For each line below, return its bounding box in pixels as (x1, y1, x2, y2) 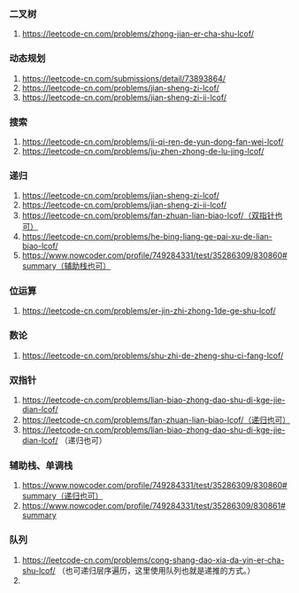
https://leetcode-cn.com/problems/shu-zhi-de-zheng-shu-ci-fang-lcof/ (21, 350, 284, 361)
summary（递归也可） (21, 490, 103, 502)
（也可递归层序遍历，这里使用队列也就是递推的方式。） (57, 565, 256, 575)
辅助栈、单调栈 (9, 459, 73, 472)
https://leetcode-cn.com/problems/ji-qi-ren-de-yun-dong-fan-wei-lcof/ (21, 136, 285, 147)
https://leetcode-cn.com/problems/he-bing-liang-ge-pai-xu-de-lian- (21, 231, 272, 242)
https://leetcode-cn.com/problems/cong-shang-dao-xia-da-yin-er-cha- (21, 554, 285, 565)
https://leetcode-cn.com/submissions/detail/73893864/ (21, 73, 226, 83)
